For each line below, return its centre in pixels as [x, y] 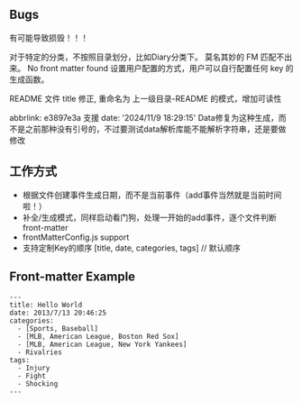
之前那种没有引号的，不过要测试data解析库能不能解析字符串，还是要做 [156, 129]
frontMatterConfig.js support [76, 237]
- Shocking [38, 384]
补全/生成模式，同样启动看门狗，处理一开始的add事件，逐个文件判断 [149, 217]
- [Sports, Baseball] [58, 329]
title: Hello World [46, 306]
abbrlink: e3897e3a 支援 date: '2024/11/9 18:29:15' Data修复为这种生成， [144, 117]
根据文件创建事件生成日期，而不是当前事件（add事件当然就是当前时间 [152, 195]
